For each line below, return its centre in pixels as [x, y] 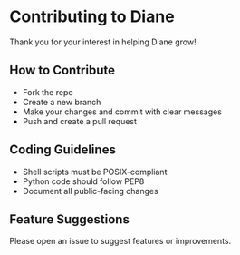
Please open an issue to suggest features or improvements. [120, 241]
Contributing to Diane [92, 17]
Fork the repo [48, 92]
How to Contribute [62, 70]
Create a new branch [62, 102]
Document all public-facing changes [90, 191]
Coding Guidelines [62, 150]
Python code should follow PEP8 [83, 181]
